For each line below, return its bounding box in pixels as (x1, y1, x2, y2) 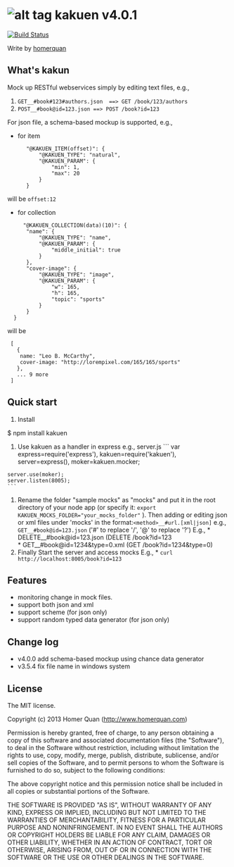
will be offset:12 (7, 194, 56, 203)
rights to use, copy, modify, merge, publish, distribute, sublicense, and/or (7, 751, 219, 759)
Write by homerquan (7, 44, 67, 52)
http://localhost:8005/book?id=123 (17, 555, 122, 563)
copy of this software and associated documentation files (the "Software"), (7, 736, 225, 744)
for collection (17, 208, 56, 216)
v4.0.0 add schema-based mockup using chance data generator (17, 655, 204, 663)
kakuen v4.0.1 (55, 7, 138, 23)
